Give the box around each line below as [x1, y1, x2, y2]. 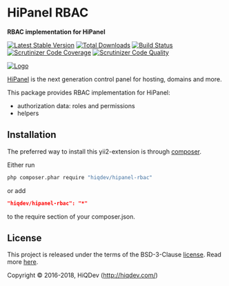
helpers [17, 109, 39, 117]
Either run [7, 161, 35, 169]
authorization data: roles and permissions [17, 101, 136, 110]
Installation [7, 129, 57, 141]
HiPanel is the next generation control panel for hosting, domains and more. [7, 74, 222, 83]
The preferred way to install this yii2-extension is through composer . [7, 147, 202, 156]
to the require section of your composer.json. [7, 212, 136, 221]
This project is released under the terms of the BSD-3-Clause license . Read [7, 250, 222, 259]
